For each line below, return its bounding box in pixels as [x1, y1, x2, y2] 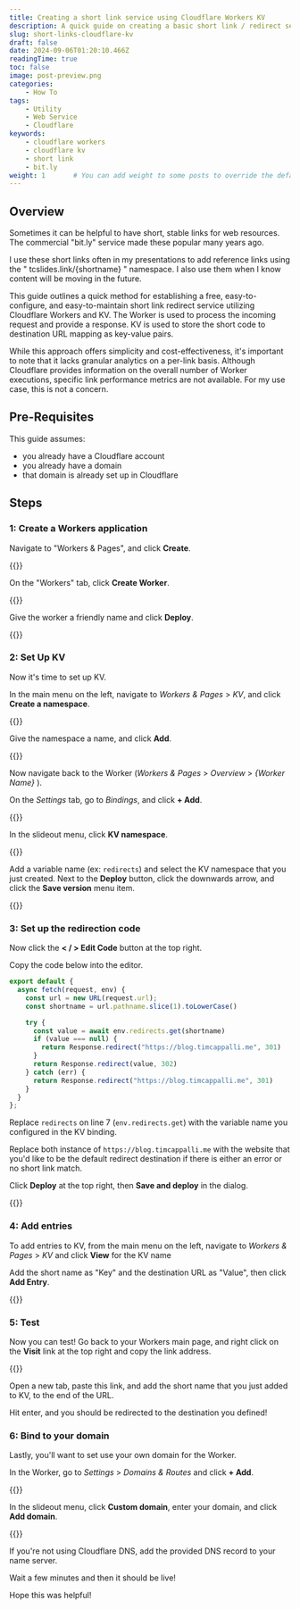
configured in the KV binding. [9, 1127, 118, 1138]
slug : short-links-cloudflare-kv [9, 29, 134, 38]
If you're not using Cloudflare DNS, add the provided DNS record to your [9, 1546, 276, 1556]
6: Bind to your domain [9, 1430, 110, 1442]
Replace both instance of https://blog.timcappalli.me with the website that [9, 1144, 290, 1155]
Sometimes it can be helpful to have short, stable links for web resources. [9, 228, 280, 238]
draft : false [9, 38, 58, 47]
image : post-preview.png [9, 71, 102, 80]
